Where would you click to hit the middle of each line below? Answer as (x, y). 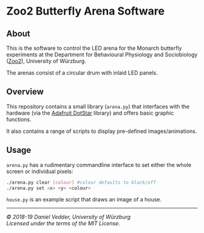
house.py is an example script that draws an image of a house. (84, 200)
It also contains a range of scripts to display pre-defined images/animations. (102, 131)
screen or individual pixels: (40, 171)
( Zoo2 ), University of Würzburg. (46, 61)
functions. (19, 119)
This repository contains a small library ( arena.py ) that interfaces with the (98, 106)
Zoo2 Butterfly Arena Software (86, 11)
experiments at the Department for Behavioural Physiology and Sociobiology (102, 55)
